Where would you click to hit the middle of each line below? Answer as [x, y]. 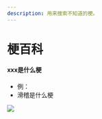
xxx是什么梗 [25, 70]
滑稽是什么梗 [35, 95]
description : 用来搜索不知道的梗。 [52, 13]
